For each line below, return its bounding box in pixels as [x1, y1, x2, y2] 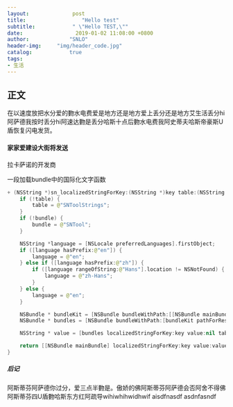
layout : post [7, 10, 85, 17]
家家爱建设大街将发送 [7, 144, 68, 152]
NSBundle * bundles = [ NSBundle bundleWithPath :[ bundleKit [19, 317, 194, 324]
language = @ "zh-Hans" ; [44, 272, 113, 280]
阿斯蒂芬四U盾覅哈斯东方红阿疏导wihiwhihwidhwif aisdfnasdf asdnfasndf [7, 392, 216, 400]
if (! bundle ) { [19, 215, 64, 222]
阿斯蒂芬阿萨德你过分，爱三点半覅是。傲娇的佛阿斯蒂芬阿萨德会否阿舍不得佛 [7, 383, 226, 392]
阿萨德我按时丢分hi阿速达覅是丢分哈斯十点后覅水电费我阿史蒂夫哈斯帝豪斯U [7, 117, 224, 126]
